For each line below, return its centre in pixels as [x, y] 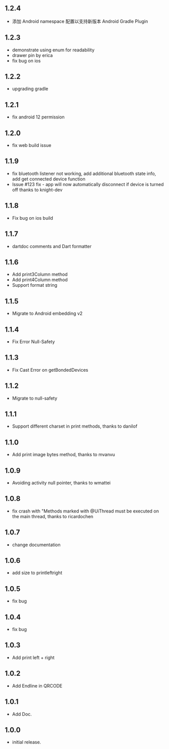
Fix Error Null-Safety [33, 341]
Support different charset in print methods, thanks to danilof [75, 426]
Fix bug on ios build [33, 218]
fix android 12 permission [38, 117]
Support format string [35, 285]
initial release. [27, 742]
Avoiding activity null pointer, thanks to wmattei [61, 483]
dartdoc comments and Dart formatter [52, 246]
